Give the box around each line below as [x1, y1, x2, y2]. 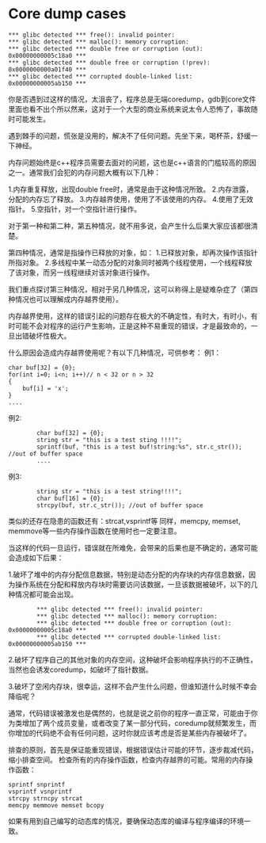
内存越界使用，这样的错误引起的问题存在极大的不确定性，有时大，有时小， [8, 311, 251, 321]
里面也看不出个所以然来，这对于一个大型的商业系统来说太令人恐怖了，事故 [8, 104, 251, 113]
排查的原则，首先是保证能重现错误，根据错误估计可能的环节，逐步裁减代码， [8, 745, 258, 754]
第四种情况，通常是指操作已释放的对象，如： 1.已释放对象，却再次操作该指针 [8, 247, 258, 257]
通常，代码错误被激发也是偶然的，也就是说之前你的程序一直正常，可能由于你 [8, 708, 258, 718]
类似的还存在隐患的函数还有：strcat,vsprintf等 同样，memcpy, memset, [8, 516, 241, 525]
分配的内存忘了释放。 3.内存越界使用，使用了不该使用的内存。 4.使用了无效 [8, 194, 253, 204]
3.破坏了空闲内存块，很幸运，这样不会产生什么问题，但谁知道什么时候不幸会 [8, 681, 257, 691]
